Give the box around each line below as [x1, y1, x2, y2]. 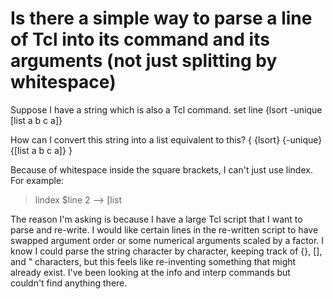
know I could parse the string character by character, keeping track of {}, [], [10, 245, 323, 257]
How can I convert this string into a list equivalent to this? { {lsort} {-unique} [10, 133, 323, 146]
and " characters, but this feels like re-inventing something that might [10, 255, 297, 267]
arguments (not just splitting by [10, 50, 278, 72]
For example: [10, 174, 65, 186]
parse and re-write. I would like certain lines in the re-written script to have [10, 223, 319, 236]
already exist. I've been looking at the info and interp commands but [10, 266, 291, 278]
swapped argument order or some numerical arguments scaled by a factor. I [10, 234, 325, 246]
